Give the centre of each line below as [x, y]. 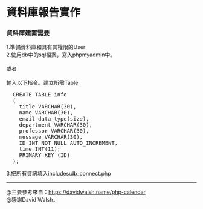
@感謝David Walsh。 [32, 200]
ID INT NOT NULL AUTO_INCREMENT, [69, 143]
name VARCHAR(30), [46, 113]
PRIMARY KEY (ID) [45, 155]
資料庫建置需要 [28, 33]
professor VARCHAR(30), [54, 131]
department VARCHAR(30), [56, 125]
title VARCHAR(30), [48, 107]
